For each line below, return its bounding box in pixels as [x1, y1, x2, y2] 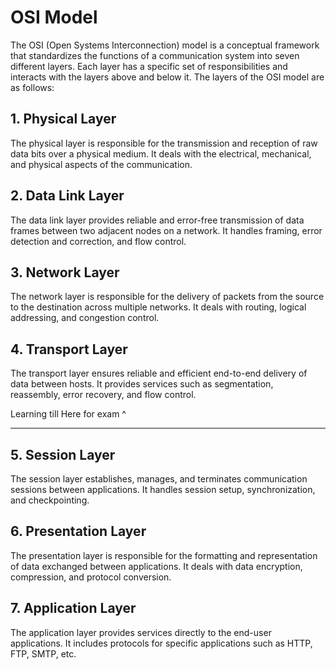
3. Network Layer [10, 264, 120, 281]
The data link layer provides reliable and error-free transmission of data [10, 214, 305, 226]
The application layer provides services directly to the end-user [10, 626, 272, 638]
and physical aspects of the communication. [10, 158, 193, 170]
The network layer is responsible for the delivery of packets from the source [10, 291, 325, 303]
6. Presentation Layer [10, 523, 147, 540]
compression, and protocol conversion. [10, 571, 172, 583]
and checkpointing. [10, 494, 90, 506]
